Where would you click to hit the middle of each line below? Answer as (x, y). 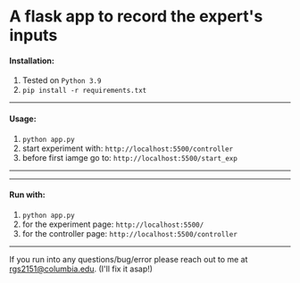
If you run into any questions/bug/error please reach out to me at (129, 259)
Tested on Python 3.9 (62, 80)
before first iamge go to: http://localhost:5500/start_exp (130, 157)
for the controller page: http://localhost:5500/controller (130, 233)
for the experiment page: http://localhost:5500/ (113, 224)
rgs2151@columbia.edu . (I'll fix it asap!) (81, 269)
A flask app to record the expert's (136, 17)
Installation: (32, 61)
